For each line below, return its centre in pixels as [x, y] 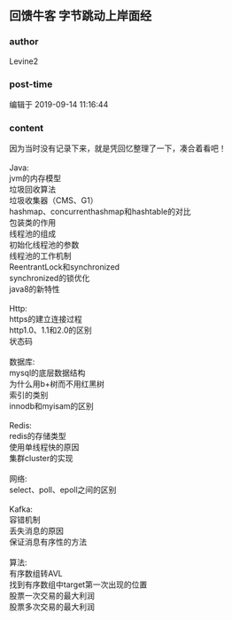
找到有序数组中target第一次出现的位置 [78, 585]
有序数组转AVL [36, 574]
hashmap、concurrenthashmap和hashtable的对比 [100, 212]
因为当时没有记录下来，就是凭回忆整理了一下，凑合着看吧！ [118, 148]
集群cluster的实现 [41, 459]
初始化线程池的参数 [44, 245]
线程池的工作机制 [40, 256]
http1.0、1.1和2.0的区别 [51, 330]
